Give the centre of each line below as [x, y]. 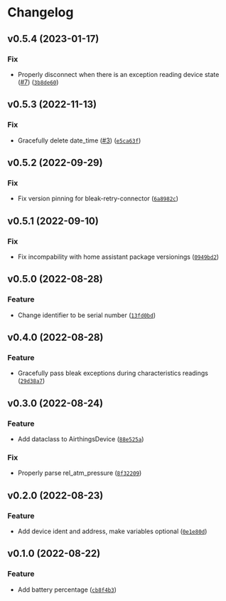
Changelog [41, 12]
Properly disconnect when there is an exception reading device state [118, 74]
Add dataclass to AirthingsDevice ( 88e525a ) [81, 439]
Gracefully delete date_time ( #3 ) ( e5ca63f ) [79, 140]
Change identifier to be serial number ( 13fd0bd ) [87, 315]
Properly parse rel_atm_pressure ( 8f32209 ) [80, 473]
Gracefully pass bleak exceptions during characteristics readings [113, 373]
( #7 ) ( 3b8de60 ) [38, 82]
